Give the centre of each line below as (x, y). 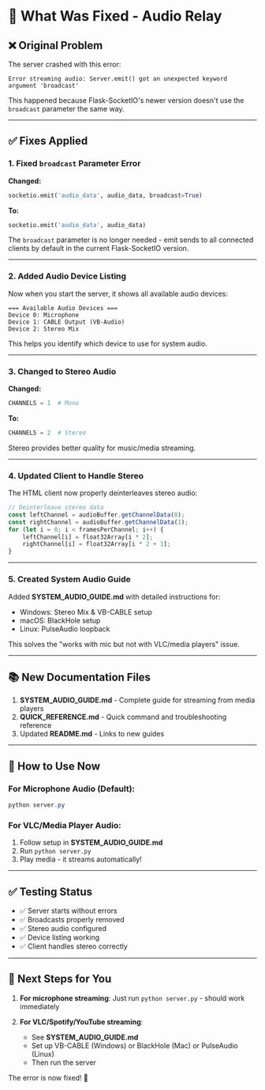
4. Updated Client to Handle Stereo (76, 475)
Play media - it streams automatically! (80, 859)
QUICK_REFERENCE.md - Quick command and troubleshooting (123, 717)
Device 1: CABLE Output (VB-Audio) (67, 322)
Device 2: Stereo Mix (44, 329)
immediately (39, 1006)
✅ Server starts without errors (68, 910)
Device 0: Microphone (44, 315)
